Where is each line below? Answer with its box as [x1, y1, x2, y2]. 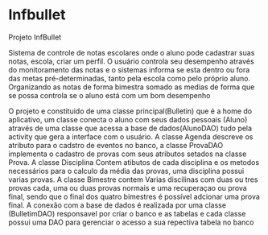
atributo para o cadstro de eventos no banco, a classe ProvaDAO [8, 140, 224, 150]
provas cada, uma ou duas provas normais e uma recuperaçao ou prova [8, 183, 247, 192]
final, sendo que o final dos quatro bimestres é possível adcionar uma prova [8, 192, 260, 201]
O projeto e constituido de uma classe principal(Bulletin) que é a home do [8, 106, 253, 116]
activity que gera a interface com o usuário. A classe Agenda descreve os [8, 131, 254, 142]
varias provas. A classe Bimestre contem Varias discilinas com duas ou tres [8, 175, 258, 184]
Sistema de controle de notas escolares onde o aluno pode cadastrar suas [8, 47, 255, 57]
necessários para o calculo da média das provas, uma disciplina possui [8, 166, 245, 175]
